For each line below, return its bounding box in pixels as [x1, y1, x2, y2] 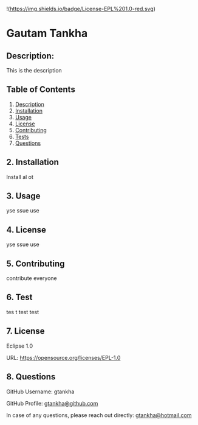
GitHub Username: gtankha [6, 388, 75, 395]
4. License [6, 225, 47, 235]
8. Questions [6, 371, 56, 382]
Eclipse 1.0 [6, 342, 33, 349]
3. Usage [6, 191, 41, 202]
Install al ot [6, 173, 33, 180]
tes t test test [6, 308, 39, 315]
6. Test [6, 292, 33, 303]
